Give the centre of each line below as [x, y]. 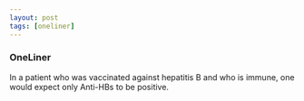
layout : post [34, 18]
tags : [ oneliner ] [42, 26]
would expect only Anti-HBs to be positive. [89, 87]
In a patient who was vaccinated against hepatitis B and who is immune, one [152, 77]
